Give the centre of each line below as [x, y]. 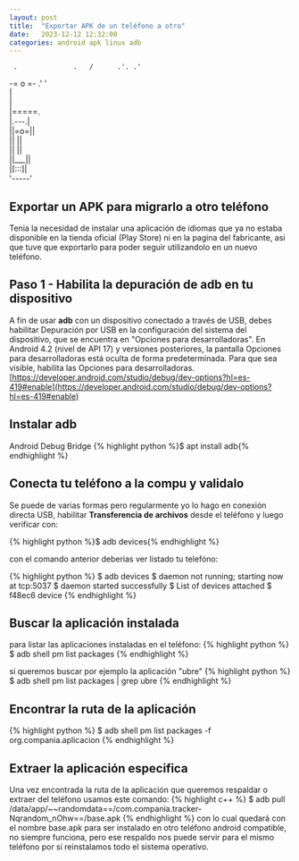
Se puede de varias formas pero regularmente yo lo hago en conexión [138, 505]
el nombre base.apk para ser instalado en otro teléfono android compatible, [148, 827]
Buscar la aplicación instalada [95, 623]
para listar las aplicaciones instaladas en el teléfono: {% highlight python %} [149, 645]
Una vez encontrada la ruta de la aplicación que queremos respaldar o [138, 789]
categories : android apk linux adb [75, 42]
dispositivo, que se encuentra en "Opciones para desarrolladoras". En [137, 339]
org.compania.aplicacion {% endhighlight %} [92, 740]
